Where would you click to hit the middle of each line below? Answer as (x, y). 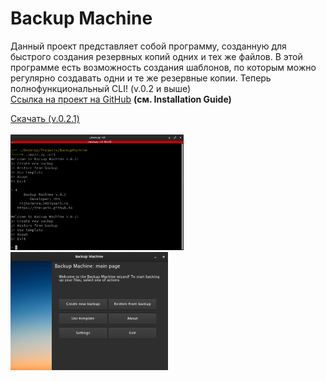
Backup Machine (81, 18)
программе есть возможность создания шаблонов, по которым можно (163, 67)
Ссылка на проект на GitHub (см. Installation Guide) (121, 99)
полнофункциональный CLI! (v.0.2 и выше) (101, 88)
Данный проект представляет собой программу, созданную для (148, 46)
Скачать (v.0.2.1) (45, 118)
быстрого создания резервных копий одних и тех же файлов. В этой (156, 56)
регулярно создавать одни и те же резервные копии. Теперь (141, 78)
